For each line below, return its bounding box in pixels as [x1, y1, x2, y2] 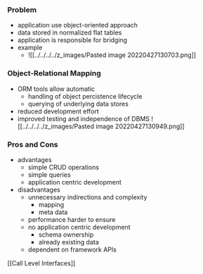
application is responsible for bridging [17, 36, 128, 44]
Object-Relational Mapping [7, 68, 102, 78]
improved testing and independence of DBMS [17, 114, 150, 123]
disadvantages [17, 185, 61, 194]
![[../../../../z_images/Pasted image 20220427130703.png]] [27, 51, 197, 59]
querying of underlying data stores [27, 99, 129, 108]
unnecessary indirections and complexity [27, 192, 148, 201]
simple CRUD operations [27, 163, 100, 171]
